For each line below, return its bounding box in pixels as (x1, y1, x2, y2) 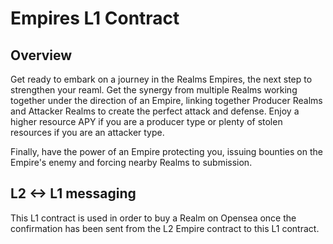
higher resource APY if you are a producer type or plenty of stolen (10, 116, 283, 127)
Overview (10, 47, 73, 64)
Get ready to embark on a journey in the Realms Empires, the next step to (10, 73, 313, 85)
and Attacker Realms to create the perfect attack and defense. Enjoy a (10, 105, 300, 117)
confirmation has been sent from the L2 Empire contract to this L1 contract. (10, 222, 320, 234)
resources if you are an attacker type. (10, 127, 165, 138)
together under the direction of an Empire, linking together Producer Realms (10, 95, 323, 106)
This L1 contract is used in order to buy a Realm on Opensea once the (10, 212, 297, 224)
